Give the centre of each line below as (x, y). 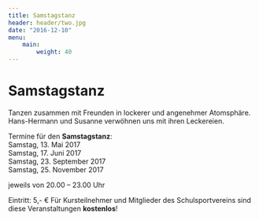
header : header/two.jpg (47, 23)
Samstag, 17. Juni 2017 (45, 153)
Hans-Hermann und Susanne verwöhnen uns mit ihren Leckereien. (116, 121)
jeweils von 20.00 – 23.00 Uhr (57, 185)
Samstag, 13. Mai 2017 (44, 144)
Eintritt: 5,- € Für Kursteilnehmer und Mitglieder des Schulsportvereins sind (130, 200)
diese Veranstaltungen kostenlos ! (63, 208)
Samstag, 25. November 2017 (56, 169)
